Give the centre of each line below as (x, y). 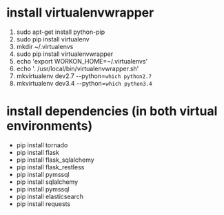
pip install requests (43, 204)
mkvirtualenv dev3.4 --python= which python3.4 (84, 83)
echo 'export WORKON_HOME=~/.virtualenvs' (82, 61)
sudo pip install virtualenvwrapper (65, 54)
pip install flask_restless (50, 167)
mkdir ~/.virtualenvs (45, 46)
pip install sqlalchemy (47, 182)
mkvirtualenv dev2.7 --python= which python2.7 (84, 76)
